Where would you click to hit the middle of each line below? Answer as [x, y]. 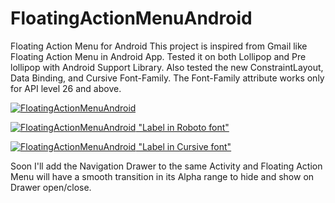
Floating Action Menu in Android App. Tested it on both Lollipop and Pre [158, 56]
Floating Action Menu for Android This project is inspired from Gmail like [159, 46]
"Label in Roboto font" [184, 127]
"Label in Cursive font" [185, 146]
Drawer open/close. [51, 187]
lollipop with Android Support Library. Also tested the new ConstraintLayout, [167, 67]
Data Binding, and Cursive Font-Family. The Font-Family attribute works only [167, 78]
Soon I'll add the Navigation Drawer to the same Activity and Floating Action [166, 166]
